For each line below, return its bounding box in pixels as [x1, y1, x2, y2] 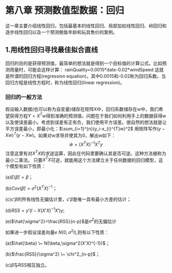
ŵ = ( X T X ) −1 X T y [69, 141, 103, 148]
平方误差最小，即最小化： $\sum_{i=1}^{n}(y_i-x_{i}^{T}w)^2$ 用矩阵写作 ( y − [5, 125, 165, 131]
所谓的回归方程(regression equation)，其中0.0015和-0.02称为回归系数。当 [9, 73, 166, 79]
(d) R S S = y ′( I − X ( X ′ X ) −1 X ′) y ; [5, 206, 65, 213]
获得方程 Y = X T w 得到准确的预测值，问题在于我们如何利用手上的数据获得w [9, 112, 166, 119]
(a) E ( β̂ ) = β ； [5, 174, 33, 180]
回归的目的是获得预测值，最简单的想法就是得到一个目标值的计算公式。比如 [5, 60, 162, 66]
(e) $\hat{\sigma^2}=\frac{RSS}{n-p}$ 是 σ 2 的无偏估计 [5, 217, 117, 224]
